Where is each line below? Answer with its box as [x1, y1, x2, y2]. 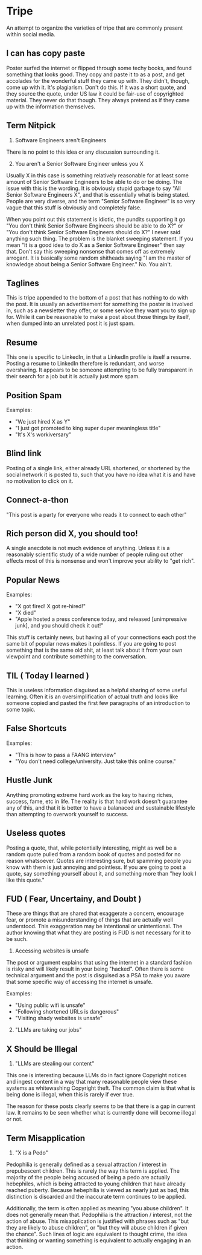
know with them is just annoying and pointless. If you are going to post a [6, 863, 186, 871]
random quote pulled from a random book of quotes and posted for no [6, 850, 181, 857]
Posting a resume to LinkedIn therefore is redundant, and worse [6, 360, 165, 367]
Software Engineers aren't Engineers [14, 136, 107, 143]
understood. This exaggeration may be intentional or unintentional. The [6, 923, 183, 930]
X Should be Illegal [6, 1044, 78, 1054]
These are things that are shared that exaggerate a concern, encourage [6, 909, 184, 917]
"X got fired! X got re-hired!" [14, 603, 86, 610]
